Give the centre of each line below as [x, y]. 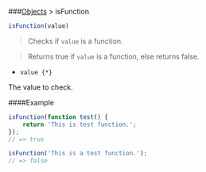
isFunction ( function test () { [58, 117]
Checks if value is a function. [75, 41]
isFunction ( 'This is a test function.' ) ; [78, 154]
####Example [31, 102]
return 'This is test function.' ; [80, 124]
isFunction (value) [39, 26]
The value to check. [41, 87]
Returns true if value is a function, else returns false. [114, 56]
